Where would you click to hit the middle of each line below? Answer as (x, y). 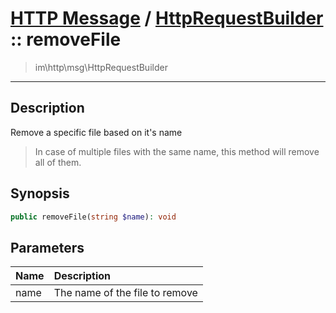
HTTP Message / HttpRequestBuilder (167, 18)
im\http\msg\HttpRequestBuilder (101, 67)
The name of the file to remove (125, 293)
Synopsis (40, 193)
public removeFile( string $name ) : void (93, 217)
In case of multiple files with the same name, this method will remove (177, 151)
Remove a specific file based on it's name (96, 132)
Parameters (47, 247)
